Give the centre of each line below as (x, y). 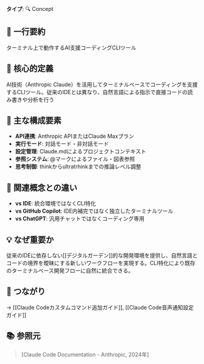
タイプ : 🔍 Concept (30, 9)
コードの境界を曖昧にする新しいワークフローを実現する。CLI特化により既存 (101, 263)
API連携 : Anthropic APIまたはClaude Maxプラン (75, 136)
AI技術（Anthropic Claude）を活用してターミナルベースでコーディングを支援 (102, 84)
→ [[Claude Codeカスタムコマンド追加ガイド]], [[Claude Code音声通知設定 (100, 307)
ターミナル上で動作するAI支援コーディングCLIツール (71, 47)
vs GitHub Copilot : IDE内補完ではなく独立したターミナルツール (94, 211)
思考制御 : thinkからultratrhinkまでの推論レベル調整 (78, 167)
